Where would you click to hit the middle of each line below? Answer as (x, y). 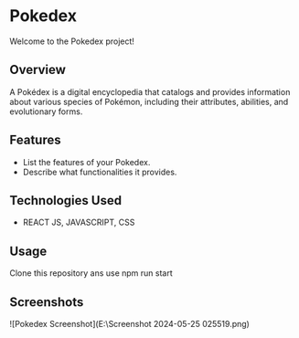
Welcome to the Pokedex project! (72, 41)
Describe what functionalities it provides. (100, 172)
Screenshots (47, 302)
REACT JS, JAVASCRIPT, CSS (79, 222)
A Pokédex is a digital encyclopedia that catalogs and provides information (150, 91)
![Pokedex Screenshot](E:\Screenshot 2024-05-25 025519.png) (129, 324)
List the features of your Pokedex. (86, 162)
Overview (38, 70)
